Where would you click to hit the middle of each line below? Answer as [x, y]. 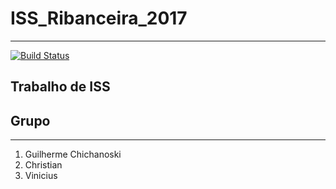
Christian [43, 165]
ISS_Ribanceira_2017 [99, 18]
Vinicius [41, 176]
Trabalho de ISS [60, 87]
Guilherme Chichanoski [73, 154]
